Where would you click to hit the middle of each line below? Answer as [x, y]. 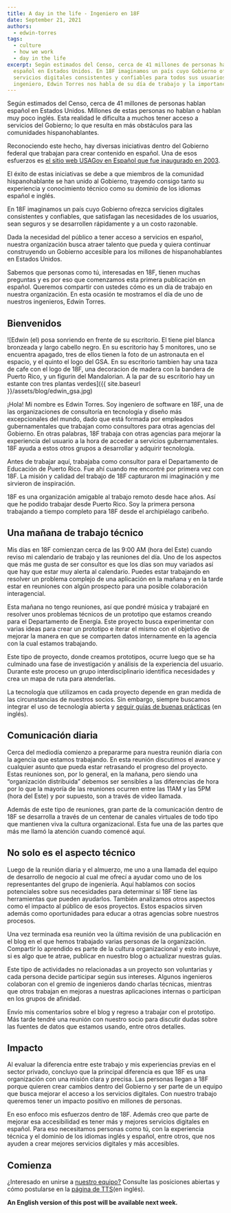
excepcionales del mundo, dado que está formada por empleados [100, 419]
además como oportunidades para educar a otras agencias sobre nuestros [113, 913]
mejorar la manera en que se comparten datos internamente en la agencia [112, 636]
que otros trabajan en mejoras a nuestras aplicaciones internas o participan [114, 991]
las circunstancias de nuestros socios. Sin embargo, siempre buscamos [109, 699]
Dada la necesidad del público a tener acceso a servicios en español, [106, 237]
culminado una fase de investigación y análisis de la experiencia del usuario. [115, 664]
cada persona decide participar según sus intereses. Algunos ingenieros [110, 976]
